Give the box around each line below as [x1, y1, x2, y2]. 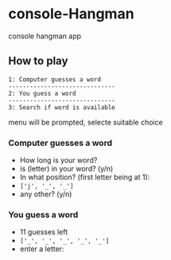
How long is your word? [19, 156, 98, 165]
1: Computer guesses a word [8, 75, 102, 84]
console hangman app [8, 31, 82, 41]
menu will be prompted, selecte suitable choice [8, 117, 163, 127]
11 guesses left [19, 227, 68, 237]
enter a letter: [19, 244, 64, 254]
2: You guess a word [8, 89, 77, 97]
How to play [8, 54, 68, 68]
